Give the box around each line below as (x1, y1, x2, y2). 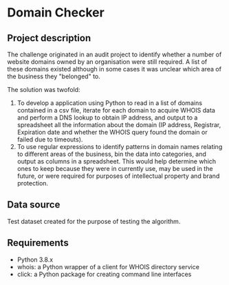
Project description (7, 32, 91, 44)
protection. (17, 179, 49, 187)
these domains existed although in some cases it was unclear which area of (7, 65, 222, 73)
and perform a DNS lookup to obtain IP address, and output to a (17, 113, 198, 122)
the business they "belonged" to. (7, 72, 101, 80)
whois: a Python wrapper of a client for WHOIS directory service (17, 262, 199, 271)
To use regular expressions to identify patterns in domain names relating (17, 143, 223, 150)
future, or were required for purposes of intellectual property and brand (17, 172, 220, 180)
